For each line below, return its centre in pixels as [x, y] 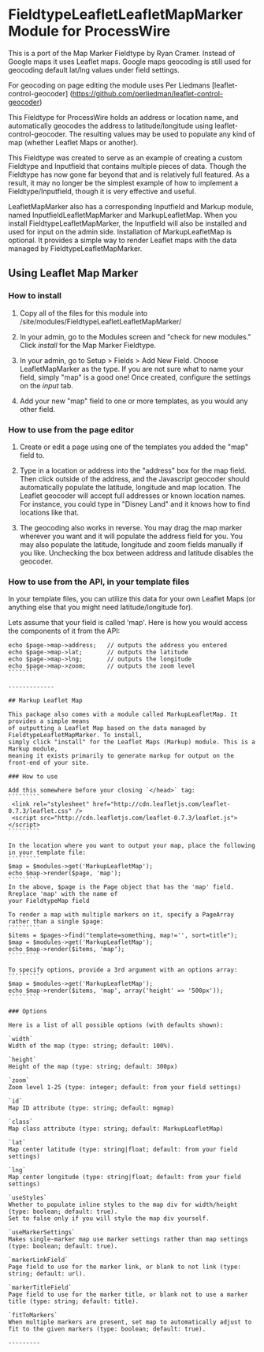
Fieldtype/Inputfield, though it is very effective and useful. [102, 191]
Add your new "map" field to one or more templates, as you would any [134, 401]
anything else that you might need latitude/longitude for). [100, 607]
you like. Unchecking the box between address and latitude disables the [136, 552]
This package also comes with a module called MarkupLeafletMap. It [123, 715]
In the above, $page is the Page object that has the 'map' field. [121, 887]
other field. [37, 409]
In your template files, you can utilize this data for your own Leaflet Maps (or [132, 599]
